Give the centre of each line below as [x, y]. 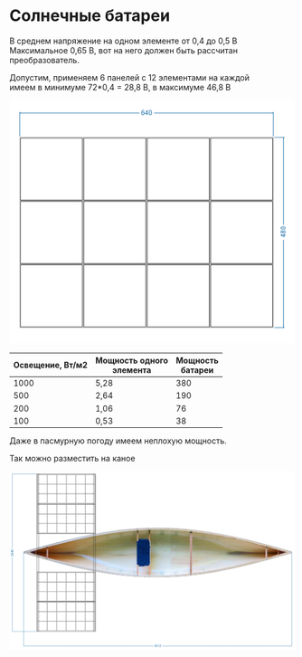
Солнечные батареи [90, 16]
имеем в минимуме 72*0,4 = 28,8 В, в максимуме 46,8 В [120, 87]
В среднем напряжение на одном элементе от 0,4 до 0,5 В [123, 41]
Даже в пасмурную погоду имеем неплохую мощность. [118, 441]
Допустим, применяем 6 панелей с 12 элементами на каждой [130, 77]
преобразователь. [44, 60]
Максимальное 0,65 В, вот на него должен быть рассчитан [123, 50]
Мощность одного [132, 360]
